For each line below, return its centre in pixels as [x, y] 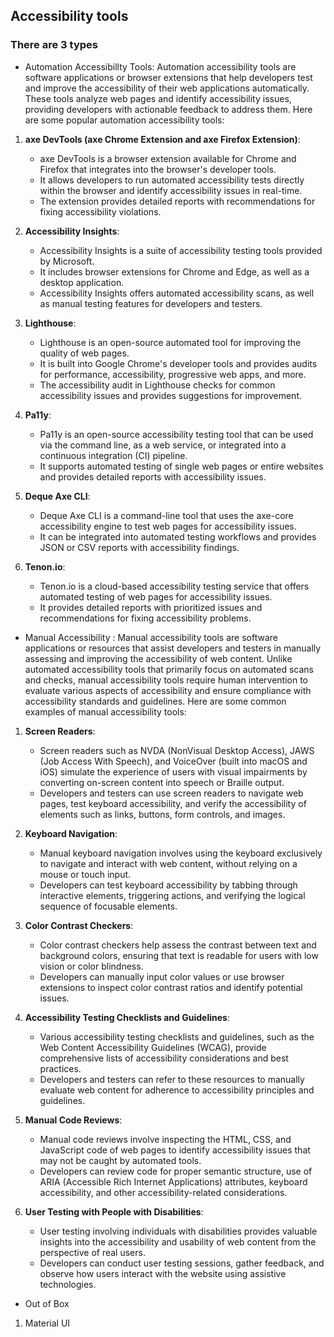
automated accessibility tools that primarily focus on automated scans [169, 669]
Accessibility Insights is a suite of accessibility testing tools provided [181, 250]
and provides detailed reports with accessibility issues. [153, 476]
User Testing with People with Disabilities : [114, 1211]
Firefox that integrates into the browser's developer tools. [158, 169]
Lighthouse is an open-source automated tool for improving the [170, 342]
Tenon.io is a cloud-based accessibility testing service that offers [174, 586]
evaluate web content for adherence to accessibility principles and [177, 1090]
